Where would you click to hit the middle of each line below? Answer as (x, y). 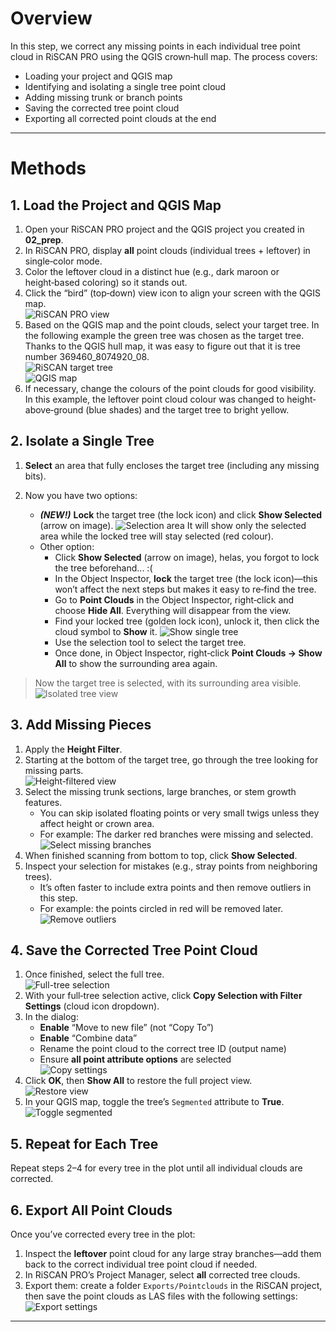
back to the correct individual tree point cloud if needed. (141, 1264)
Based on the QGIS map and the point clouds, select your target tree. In (172, 324)
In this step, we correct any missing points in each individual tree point (155, 46)
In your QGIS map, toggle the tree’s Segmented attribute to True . (154, 1102)
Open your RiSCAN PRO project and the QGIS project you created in (164, 229)
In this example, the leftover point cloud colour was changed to (154, 399)
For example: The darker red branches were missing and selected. (176, 834)
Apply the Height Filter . (73, 749)
